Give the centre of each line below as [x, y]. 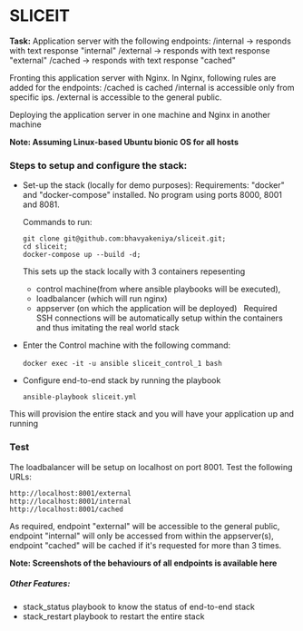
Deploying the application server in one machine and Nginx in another [140, 114]
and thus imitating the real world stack [108, 328]
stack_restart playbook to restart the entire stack [113, 616]
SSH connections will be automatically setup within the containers [159, 318]
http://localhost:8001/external [70, 493]
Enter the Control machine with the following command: [127, 345]
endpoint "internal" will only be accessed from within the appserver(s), [142, 536]
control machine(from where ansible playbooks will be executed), [158, 289]
